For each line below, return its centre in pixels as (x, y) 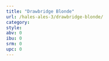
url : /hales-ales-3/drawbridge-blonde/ (55, 17)
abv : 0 (14, 33)
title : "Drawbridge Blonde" (40, 11)
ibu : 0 (14, 38)
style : (14, 28)
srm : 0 (14, 44)
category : (18, 22)
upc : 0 (14, 49)
